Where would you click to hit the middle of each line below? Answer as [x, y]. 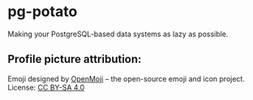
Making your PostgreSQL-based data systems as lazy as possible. [118, 34]
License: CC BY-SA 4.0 [46, 87]
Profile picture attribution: [75, 59]
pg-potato [43, 12]
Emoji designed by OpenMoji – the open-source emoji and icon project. [126, 78]
